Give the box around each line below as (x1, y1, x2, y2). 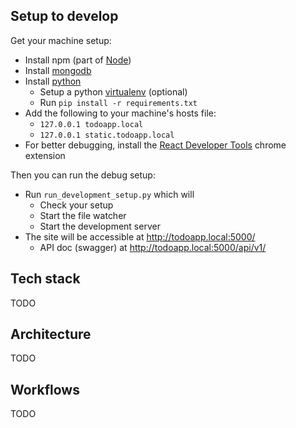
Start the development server (39, 220, 161, 232)
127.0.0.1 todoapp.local (39, 119, 144, 129)
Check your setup (39, 199, 114, 211)
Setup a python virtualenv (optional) (39, 85, 188, 98)
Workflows (10, 381, 80, 398)
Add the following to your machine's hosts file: (24, 107, 217, 119)
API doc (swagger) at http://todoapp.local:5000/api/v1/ (39, 241, 267, 253)
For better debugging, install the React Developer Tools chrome (24, 139, 287, 151)
